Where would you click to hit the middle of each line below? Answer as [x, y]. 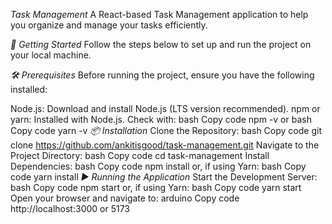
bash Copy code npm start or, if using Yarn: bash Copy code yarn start [156, 187]
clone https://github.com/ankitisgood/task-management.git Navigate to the [165, 145]
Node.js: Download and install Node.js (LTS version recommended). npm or [165, 108]
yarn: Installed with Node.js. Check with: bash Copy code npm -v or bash [161, 119]
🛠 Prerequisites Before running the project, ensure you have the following [162, 75]
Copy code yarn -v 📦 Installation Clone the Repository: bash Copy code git [166, 130]
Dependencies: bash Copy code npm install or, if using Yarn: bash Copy [158, 166]
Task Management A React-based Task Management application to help [159, 14]
